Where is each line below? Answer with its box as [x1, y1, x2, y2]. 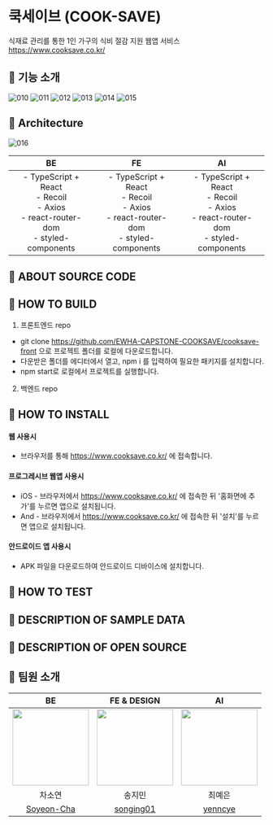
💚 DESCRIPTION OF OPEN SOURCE [8, 640, 187, 654]
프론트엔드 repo [19, 320, 71, 330]
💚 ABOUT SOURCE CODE [8, 269, 136, 283]
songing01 [114, 803, 156, 814]
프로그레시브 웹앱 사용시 [8, 471, 84, 481]
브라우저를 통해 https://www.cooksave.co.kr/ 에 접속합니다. [19, 451, 213, 461]
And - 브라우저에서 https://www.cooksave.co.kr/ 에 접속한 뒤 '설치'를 [19, 511, 245, 521]
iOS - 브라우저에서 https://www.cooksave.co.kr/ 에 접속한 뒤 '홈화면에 [19, 491, 247, 500]
